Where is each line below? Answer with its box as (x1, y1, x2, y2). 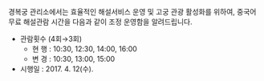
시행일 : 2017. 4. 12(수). (19, 64, 94, 74)
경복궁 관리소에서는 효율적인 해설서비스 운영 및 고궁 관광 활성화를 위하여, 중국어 (8, 7, 257, 16)
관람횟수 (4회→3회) (19, 34, 83, 43)
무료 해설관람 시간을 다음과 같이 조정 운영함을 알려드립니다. (8, 17, 193, 26)
